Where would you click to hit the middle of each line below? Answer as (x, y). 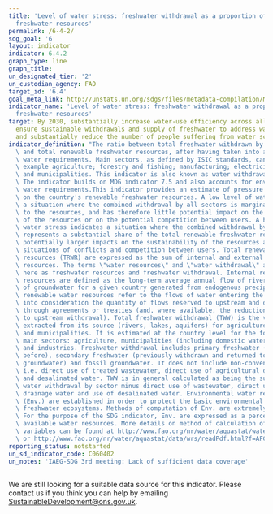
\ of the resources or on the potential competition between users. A (138, 220)
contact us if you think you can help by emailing (89, 493)
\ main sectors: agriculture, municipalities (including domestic (130, 341)
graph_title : (30, 69)
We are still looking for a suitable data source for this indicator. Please (125, 485)
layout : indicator (39, 46)
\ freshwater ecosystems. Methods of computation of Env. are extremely (141, 408)
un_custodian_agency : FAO (52, 84)
